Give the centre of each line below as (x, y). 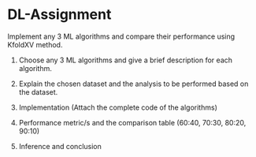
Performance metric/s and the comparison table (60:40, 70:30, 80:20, (132, 122)
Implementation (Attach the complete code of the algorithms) (118, 107)
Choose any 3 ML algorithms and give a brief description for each (126, 60)
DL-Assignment (59, 15)
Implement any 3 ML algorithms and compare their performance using (121, 36)
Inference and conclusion (60, 146)
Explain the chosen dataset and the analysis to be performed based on (134, 84)
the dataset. (38, 92)
